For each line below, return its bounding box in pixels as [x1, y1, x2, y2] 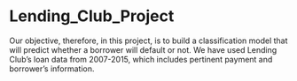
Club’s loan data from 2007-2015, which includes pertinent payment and [9, 54, 273, 64]
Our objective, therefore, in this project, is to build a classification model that [9, 35, 288, 46]
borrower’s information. [9, 63, 95, 74]
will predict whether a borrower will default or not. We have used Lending [9, 44, 277, 55]
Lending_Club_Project [9, 6, 175, 26]
